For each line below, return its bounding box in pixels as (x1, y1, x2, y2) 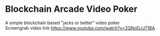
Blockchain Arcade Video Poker (5, 3, 138, 15)
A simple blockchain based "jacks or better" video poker (5, 20, 120, 26)
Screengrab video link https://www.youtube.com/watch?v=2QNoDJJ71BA (5, 25, 155, 31)
